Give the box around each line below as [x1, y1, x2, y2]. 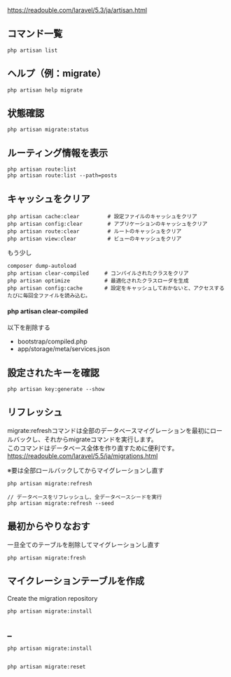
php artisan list [7, 47, 58, 54]
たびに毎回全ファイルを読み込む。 [7, 292, 91, 299]
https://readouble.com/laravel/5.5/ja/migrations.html [7, 451, 158, 460]
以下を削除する [7, 323, 50, 332]
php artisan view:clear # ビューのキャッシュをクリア [7, 236, 182, 243]
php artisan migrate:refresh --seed [7, 499, 114, 506]
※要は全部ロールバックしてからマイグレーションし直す [7, 466, 164, 474]
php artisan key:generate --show [7, 386, 105, 393]
